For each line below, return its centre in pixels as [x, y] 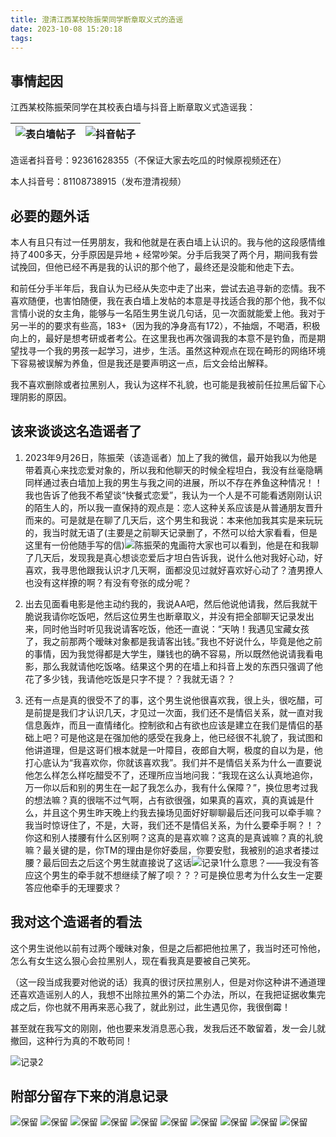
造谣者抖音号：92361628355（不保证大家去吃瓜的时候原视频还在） [148, 160]
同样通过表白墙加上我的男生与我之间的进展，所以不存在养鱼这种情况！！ [173, 482]
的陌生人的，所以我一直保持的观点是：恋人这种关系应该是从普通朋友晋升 [173, 507]
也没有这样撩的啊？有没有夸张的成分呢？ [108, 582]
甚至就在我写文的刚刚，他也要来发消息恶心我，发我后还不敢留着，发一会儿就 [168, 1028]
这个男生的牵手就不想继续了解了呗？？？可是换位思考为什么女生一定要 [178, 875]
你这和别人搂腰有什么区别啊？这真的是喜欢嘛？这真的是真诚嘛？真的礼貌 [173, 837]
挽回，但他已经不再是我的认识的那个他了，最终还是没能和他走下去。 [159, 267]
